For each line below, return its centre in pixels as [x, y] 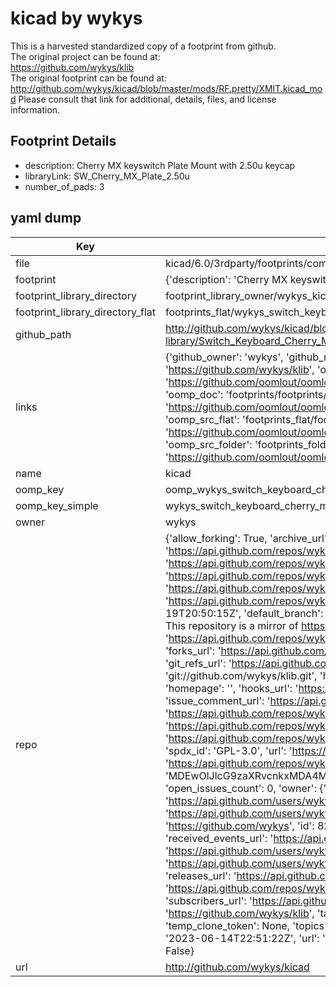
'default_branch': [283, 613]
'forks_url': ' [193, 650]
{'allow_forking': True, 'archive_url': [247, 538]
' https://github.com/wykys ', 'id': [239, 825]
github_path [43, 334]
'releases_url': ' [200, 875]
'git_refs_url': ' [198, 663]
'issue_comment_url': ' [217, 700]
